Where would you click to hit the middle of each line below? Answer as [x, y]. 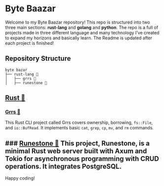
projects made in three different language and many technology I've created [82, 32]
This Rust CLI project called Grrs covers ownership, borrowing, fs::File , [79, 123]
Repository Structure [38, 59]
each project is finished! [30, 43]
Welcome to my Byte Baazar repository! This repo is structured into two [78, 22]
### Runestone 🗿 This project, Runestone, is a [78, 143]
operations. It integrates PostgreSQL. [63, 166]
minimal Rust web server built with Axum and [76, 151]
